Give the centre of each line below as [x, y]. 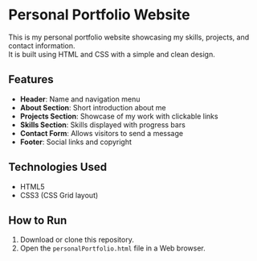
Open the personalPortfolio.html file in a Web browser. [113, 248]
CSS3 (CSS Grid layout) [59, 195]
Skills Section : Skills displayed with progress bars [103, 124]
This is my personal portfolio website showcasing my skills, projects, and [129, 37]
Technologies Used [57, 167]
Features [31, 79]
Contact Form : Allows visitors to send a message [101, 133]
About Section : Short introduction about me [93, 107]
